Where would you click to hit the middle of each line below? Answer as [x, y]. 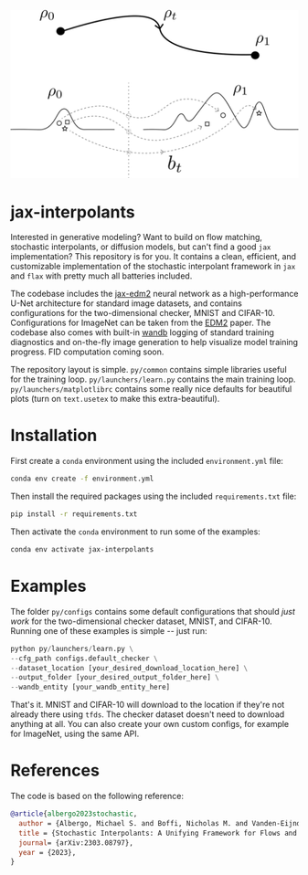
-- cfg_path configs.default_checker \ [84, 659]
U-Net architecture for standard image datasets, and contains [127, 303]
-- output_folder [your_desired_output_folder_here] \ [115, 678]
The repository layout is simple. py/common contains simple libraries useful [149, 370]
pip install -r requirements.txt [74, 514]
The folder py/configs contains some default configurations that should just [153, 611]
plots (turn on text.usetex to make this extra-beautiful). [115, 399]
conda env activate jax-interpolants [82, 549]
